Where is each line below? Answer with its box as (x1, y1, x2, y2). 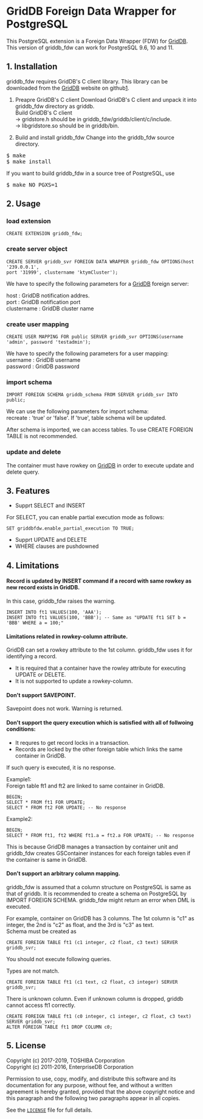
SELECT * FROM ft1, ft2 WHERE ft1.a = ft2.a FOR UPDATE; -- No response (6, 832, 194, 839)
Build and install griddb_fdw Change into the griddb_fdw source (15, 133, 174, 141)
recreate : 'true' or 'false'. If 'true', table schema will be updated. (6, 414, 167, 422)
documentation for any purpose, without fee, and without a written (6, 1081, 173, 1089)
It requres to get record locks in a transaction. (15, 739, 130, 746)
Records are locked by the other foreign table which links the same (15, 745, 183, 753)
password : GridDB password (6, 363, 80, 370)
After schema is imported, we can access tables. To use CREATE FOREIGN (6, 426, 193, 433)
